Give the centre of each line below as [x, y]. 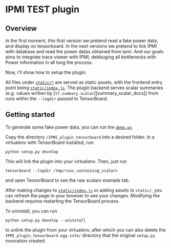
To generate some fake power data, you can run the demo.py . [69, 127]
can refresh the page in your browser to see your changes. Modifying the [83, 195]
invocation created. [26, 241]
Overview [21, 28]
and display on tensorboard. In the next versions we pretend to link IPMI [81, 46]
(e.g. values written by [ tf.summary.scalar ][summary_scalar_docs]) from [82, 93]
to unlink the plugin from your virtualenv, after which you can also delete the [85, 230]
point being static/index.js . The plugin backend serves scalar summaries [84, 88]
